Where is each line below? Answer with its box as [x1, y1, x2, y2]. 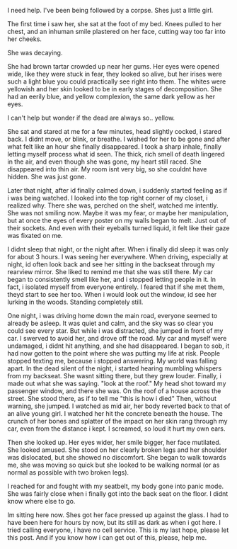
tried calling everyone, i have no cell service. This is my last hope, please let [7, 526, 229, 534]
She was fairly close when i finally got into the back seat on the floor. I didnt [7, 489, 229, 498]
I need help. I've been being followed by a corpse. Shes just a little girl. [7, 6, 214, 14]
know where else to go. [7, 497, 76, 505]
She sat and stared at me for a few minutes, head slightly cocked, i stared [7, 128, 221, 135]
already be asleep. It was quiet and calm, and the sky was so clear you [7, 319, 214, 327]
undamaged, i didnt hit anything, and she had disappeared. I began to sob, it [7, 341, 230, 350]
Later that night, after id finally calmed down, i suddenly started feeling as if [7, 186, 228, 194]
